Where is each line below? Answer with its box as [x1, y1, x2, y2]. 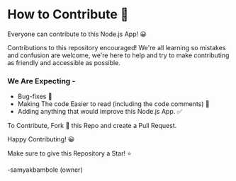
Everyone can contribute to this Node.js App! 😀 [7, 30, 147, 38]
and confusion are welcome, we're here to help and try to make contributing [7, 51, 230, 59]
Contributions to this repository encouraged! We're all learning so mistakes [7, 43, 226, 52]
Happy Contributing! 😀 [7, 135, 75, 144]
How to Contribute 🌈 [7, 6, 129, 23]
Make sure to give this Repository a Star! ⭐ [7, 149, 133, 158]
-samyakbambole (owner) [7, 165, 83, 174]
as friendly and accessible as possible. [7, 58, 120, 66]
